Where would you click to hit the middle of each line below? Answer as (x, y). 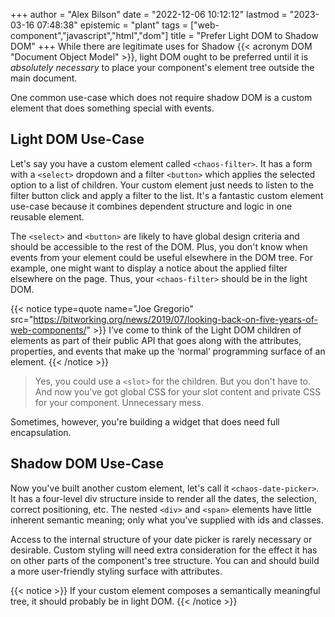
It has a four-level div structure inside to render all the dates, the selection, (163, 498)
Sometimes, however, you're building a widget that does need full (145, 421)
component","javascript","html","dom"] (89, 35)
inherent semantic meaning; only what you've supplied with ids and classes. (167, 520)
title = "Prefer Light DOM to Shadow (244, 35)
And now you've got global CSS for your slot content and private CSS (178, 391)
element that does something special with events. (112, 108)
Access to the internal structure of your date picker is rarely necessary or (161, 539)
